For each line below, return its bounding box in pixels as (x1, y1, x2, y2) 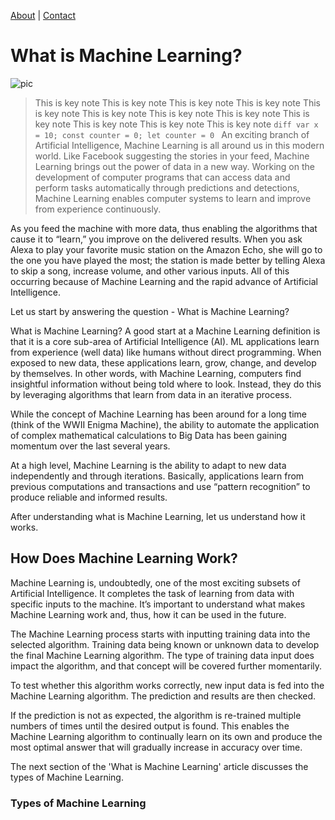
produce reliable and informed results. (10, 491, 168, 503)
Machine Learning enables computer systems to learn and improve (34, 192, 312, 204)
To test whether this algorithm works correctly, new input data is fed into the (10, 679, 325, 691)
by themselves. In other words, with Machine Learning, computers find (10, 367, 302, 379)
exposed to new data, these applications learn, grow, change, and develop (10, 356, 317, 369)
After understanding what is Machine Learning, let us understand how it (10, 510, 306, 522)
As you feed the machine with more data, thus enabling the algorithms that (10, 222, 318, 234)
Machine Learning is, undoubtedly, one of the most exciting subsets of (10, 576, 301, 589)
